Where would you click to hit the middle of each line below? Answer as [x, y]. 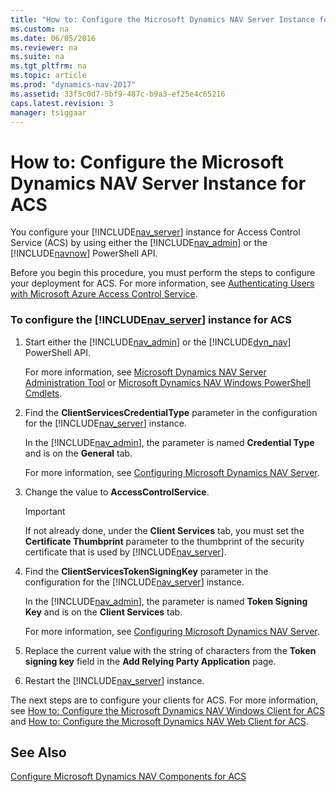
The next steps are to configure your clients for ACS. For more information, [164, 700]
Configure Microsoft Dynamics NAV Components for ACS [128, 777]
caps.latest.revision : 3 [62, 103]
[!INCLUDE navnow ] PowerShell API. [84, 253]
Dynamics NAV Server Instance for [158, 183]
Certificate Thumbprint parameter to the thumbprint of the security [164, 541]
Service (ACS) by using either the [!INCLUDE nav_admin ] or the [139, 243]
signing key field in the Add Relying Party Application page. [150, 661]
